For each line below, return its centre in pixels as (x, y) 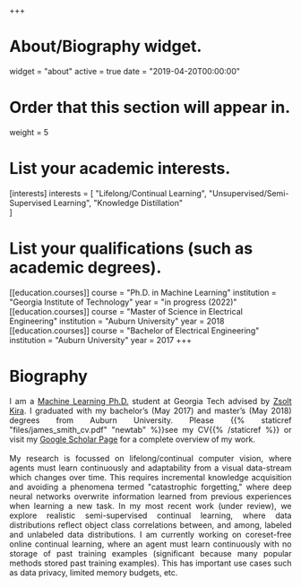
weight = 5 (29, 132)
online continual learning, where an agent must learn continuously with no (150, 544)
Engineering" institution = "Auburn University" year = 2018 (117, 321)
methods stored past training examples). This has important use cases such (150, 563)
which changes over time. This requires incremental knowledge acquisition (150, 477)
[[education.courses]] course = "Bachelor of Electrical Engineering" (134, 330)
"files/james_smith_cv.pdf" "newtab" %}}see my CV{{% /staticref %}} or (150, 429)
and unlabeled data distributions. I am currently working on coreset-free (150, 534)
